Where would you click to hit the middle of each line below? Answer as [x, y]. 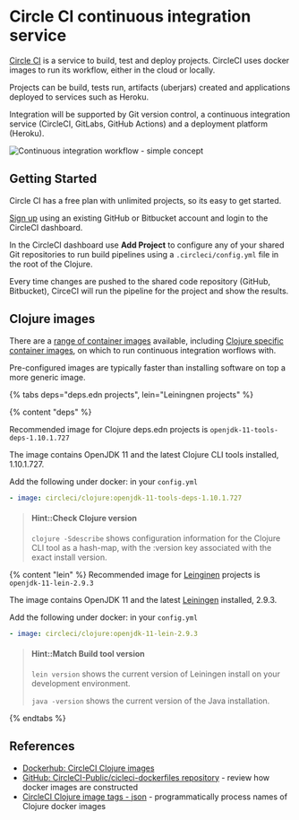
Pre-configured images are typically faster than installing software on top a [148, 367]
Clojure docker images [64, 806]
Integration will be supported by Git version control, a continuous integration [150, 114]
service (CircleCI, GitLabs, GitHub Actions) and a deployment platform [139, 124]
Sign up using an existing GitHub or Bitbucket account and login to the [139, 218]
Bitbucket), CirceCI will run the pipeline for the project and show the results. [149, 291]
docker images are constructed [80, 787]
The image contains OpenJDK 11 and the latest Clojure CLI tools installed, [144, 454]
